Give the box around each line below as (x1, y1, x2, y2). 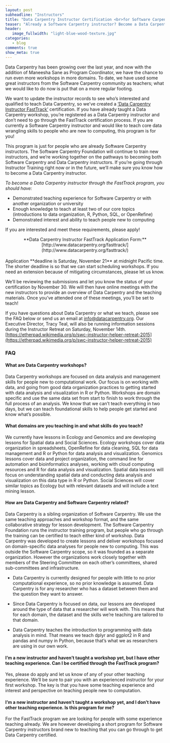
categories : (5, 36, 30, 41)
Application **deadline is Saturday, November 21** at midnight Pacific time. (5, 257, 164, 264)
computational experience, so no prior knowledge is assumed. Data (12, 580, 153, 587)
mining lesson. (5, 488, 36, 494)
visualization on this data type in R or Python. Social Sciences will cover (5, 477, 155, 483)
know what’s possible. (5, 411, 52, 417)
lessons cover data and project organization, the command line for (5, 456, 144, 462)
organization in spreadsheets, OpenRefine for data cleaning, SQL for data (5, 445, 158, 451)
